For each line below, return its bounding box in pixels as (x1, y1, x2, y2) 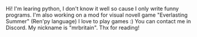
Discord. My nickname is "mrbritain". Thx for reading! (5, 24, 140, 31)
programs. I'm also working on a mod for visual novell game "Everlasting (5, 11, 188, 18)
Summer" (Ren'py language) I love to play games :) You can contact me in (5, 18, 192, 24)
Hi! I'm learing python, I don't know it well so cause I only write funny (5, 5, 179, 12)
